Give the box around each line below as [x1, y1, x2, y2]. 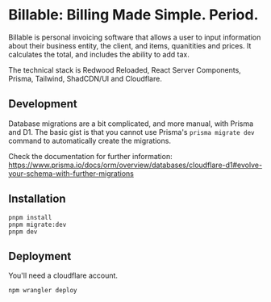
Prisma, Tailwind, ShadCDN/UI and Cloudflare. [8, 73, 163, 83]
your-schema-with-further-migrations [8, 168, 135, 178]
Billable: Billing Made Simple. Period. [8, 6, 259, 24]
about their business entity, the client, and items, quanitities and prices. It [8, 40, 252, 50]
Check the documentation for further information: [8, 151, 173, 161]
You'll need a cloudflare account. [8, 271, 119, 280]
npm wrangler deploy [8, 287, 78, 295]
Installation [8, 192, 66, 206]
